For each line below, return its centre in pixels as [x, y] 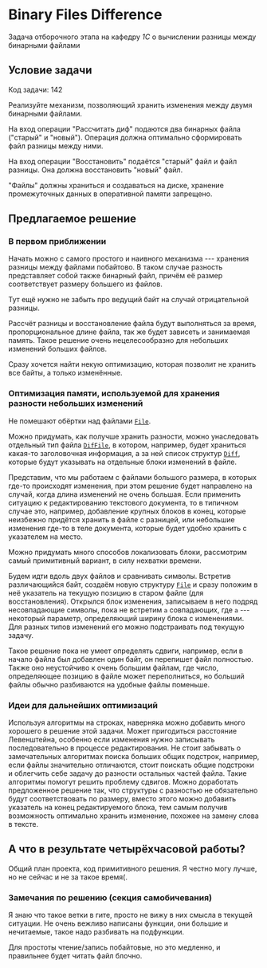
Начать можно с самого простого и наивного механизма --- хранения [129, 259]
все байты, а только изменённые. [65, 373]
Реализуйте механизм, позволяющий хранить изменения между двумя [130, 104]
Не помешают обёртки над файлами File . [80, 421]
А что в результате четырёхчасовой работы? [127, 850]
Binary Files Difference [85, 15]
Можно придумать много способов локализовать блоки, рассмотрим [128, 552]
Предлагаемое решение [73, 219]
